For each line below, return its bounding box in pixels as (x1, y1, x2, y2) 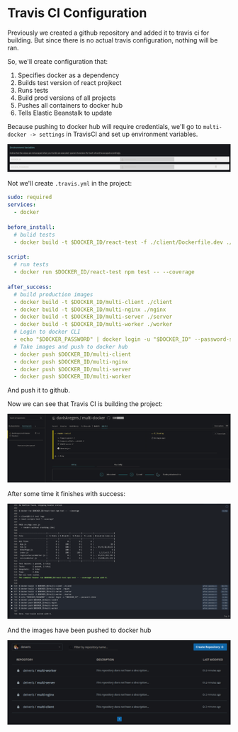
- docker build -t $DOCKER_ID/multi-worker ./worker (13, 321, 173, 328)
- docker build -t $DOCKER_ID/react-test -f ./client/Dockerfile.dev (13, 239, 223, 246)
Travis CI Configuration (7, 5, 147, 21)
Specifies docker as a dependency (17, 71, 119, 79)
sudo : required (7, 193, 52, 201)
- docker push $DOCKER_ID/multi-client (13, 351, 132, 358)
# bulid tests (13, 231, 55, 238)
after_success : (7, 283, 52, 291)
